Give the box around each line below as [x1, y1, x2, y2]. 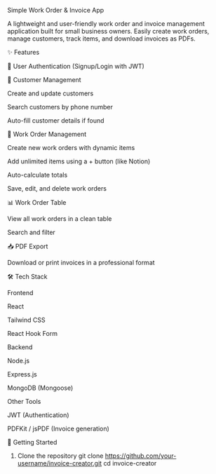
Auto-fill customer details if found [7, 116, 104, 125]
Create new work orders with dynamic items [7, 144, 135, 151]
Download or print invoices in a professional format [7, 259, 156, 266]
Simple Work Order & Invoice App [7, 6, 104, 14]
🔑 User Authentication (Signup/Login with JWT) [7, 62, 145, 70]
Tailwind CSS [7, 316, 46, 324]
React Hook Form [7, 330, 58, 337]
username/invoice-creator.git [17, 459, 102, 467]
